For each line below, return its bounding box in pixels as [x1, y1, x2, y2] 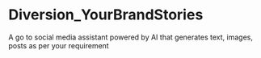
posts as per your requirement [8, 40, 109, 50]
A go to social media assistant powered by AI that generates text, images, [8, 32, 253, 42]
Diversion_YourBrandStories [8, 6, 204, 24]
